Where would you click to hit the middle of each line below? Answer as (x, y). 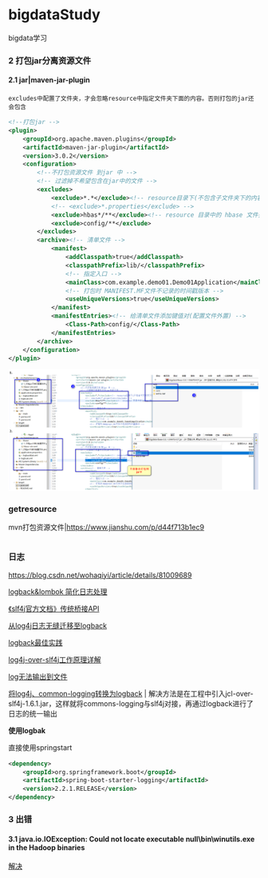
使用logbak (27, 730)
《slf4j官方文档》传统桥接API (54, 609)
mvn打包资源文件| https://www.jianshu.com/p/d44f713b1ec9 (106, 527)
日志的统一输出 (33, 713)
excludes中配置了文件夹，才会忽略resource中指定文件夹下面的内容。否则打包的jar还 (131, 99)
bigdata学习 (28, 38)
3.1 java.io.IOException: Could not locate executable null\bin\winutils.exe (132, 839)
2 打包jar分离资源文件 (50, 60)
